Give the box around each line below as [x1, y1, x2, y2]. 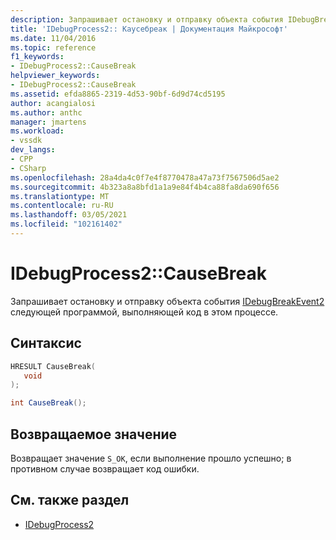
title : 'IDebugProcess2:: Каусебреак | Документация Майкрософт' [10, 24, 288, 34]
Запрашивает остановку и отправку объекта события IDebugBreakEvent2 [10, 295, 325, 307]
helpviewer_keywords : [10, 71, 101, 81]
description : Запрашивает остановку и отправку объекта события [10, 14, 284, 25]
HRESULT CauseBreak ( [10, 361, 97, 371]
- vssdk [10, 136, 43, 146]
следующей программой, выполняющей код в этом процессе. [10, 306, 279, 318]
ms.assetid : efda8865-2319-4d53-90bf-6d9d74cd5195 [10, 89, 226, 99]
